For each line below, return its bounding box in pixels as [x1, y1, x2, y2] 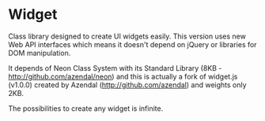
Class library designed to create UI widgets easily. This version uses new [8, 31, 247, 41]
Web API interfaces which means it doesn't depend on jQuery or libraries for [8, 39, 257, 49]
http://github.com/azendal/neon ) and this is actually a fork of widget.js [8, 71, 238, 81]
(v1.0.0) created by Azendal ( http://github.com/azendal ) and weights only [8, 80, 247, 90]
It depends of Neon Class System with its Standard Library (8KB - [8, 63, 222, 72]
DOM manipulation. [8, 48, 71, 57]
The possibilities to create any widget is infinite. [8, 104, 164, 113]
